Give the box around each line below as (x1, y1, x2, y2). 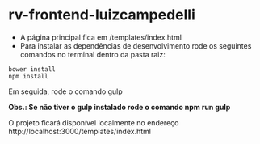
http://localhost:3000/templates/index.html (8, 126, 152, 136)
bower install (8, 65, 57, 74)
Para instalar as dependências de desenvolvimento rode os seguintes (19, 40, 252, 50)
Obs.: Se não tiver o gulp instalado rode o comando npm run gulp (8, 102, 231, 112)
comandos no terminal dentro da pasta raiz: (19, 49, 166, 59)
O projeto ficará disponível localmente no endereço (8, 117, 179, 127)
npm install (8, 72, 48, 80)
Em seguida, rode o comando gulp (8, 87, 123, 96)
